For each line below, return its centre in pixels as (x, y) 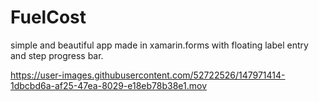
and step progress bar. (57, 55)
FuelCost (48, 17)
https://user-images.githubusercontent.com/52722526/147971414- (148, 75)
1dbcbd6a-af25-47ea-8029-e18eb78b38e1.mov (109, 85)
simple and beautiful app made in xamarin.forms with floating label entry (159, 45)
